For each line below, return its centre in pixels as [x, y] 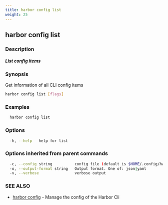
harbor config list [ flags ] [34, 94]
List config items [23, 61]
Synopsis [17, 74]
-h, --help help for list [39, 141]
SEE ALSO [18, 186]
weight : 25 [16, 15]
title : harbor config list [33, 10]
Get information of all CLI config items [44, 85]
